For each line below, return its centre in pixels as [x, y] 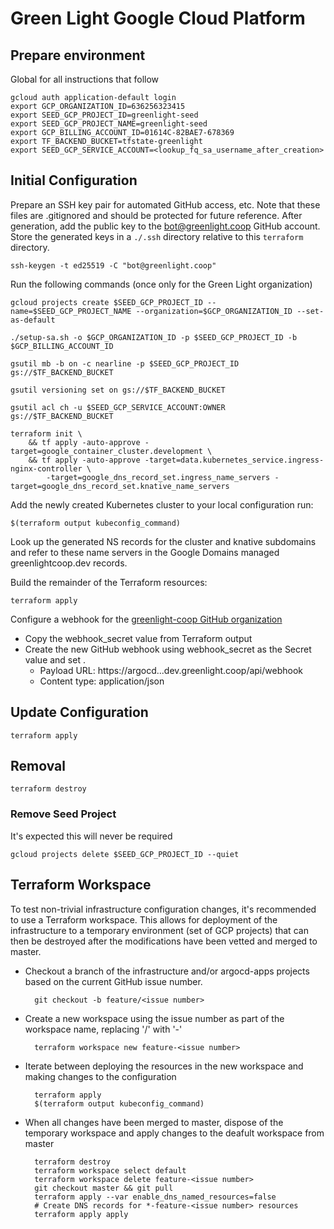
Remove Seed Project [63, 814]
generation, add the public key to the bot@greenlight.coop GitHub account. [165, 226]
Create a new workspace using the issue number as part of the [154, 1018]
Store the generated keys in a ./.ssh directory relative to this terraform [157, 236]
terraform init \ [46, 433]
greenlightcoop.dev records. [69, 563]
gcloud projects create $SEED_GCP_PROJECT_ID [106, 302]
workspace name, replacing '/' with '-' [103, 1029]
